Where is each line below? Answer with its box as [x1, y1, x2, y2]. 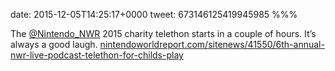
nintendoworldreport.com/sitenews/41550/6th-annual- [99, 39, 325, 50]
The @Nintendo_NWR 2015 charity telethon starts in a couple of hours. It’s [10, 28, 317, 39]
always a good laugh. [10, 39, 98, 50]
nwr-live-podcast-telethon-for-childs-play [10, 49, 184, 61]
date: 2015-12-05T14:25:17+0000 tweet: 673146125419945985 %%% [10, 9, 298, 20]
